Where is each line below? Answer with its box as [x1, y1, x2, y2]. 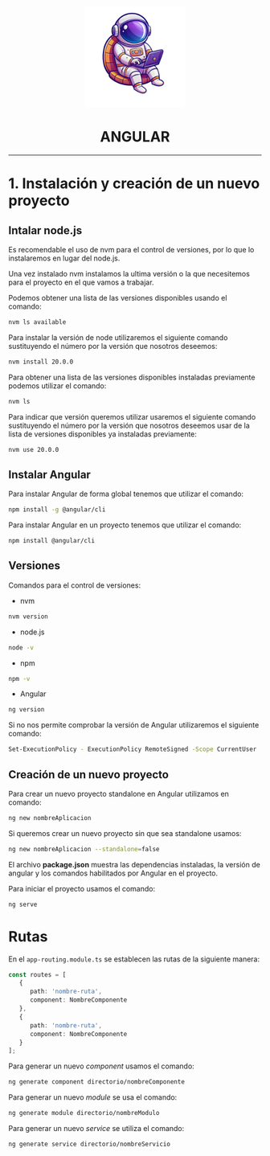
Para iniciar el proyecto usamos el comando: [8, 883, 155, 893]
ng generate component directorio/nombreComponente [8, 1078, 185, 1086]
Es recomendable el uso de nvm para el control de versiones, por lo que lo [8, 244, 255, 254]
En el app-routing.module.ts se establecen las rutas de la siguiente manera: [8, 954, 260, 964]
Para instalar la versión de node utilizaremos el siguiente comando [8, 332, 228, 342]
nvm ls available [8, 318, 67, 326]
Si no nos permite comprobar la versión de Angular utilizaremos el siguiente [8, 720, 260, 730]
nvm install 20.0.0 [8, 358, 74, 366]
